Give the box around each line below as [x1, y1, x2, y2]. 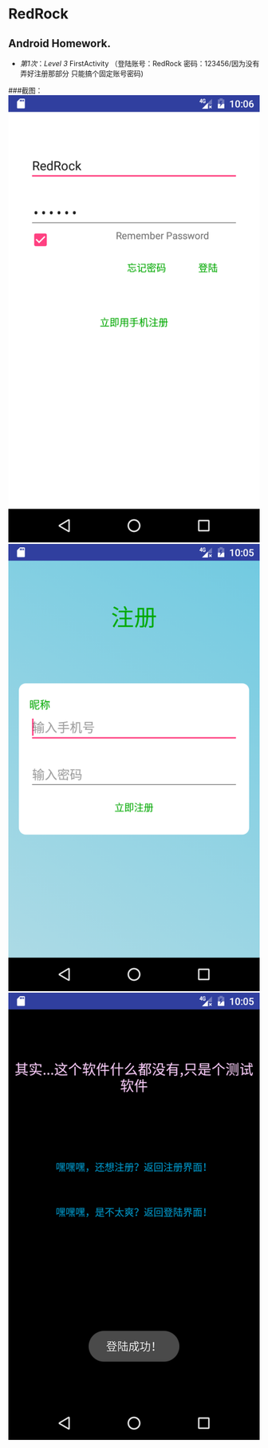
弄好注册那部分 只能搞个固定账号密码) [19, 69, 144, 78]
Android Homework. [8, 37, 112, 50]
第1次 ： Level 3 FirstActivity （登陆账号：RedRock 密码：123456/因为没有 [19, 59, 260, 68]
